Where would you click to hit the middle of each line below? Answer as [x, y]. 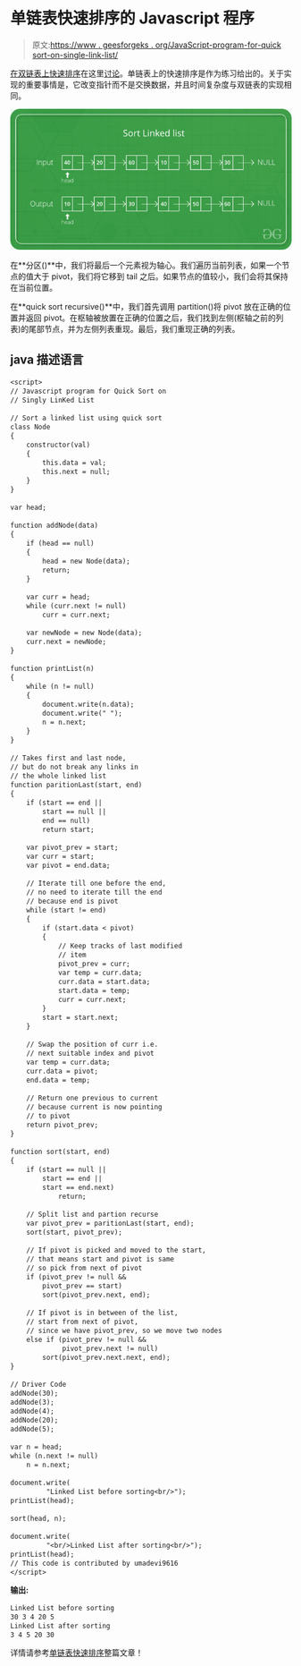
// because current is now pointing [95, 1107]
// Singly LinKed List [52, 400]
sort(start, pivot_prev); [75, 1232]
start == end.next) [79, 1187]
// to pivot [48, 1116]
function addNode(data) [54, 525]
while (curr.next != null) [76, 606]
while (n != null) [60, 686]
